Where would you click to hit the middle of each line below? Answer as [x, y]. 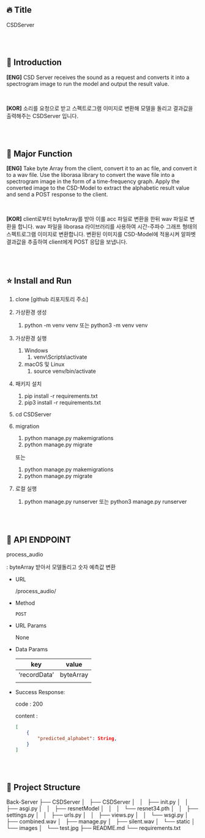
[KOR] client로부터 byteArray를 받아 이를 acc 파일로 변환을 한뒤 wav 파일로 [97, 219]
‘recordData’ [36, 675]
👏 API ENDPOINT [39, 540]
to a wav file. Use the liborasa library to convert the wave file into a [91, 175]
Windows [36, 351]
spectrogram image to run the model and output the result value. [88, 84]
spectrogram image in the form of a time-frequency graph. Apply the [93, 181]
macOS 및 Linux [44, 364]
